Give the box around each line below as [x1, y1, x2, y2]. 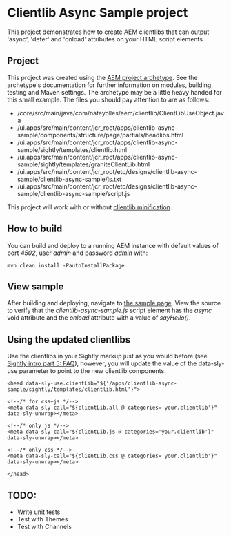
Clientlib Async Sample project [7, 5, 188, 21]
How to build [7, 223, 63, 235]
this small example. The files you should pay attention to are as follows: [7, 95, 210, 104]
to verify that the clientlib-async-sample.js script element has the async [7, 306, 212, 315]
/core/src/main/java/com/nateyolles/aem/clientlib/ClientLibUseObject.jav [17, 108, 224, 117]
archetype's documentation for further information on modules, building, [7, 81, 214, 89]
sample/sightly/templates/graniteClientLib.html [17, 160, 150, 169]
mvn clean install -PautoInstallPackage [7, 262, 125, 269]
